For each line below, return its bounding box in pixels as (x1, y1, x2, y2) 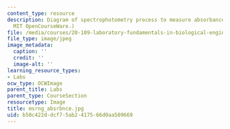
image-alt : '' (13, 61, 53, 68)
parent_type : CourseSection (7, 93, 88, 100)
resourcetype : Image (7, 99, 66, 106)
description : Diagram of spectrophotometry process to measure (7, 16, 192, 23)
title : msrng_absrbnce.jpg (7, 105, 84, 112)
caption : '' (13, 48, 48, 55)
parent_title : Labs (7, 86, 63, 93)
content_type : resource (7, 10, 75, 17)
